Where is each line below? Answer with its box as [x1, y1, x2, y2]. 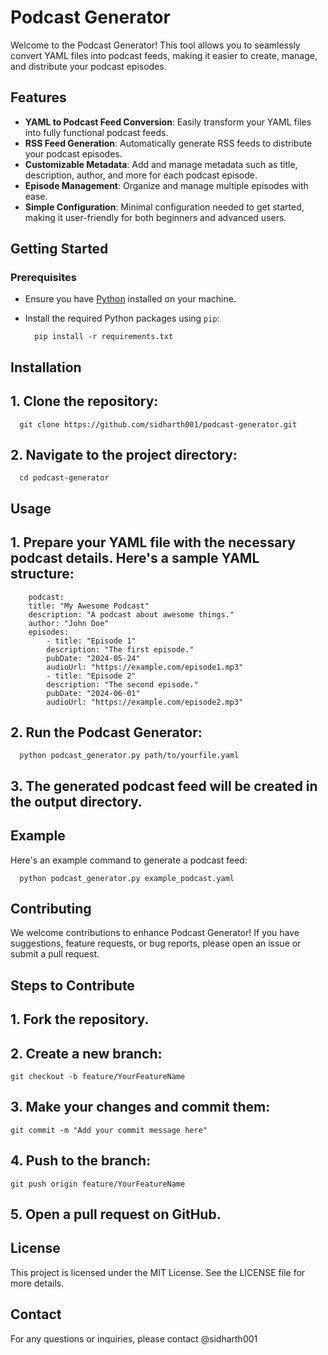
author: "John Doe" [28, 618, 110, 628]
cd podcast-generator [19, 473, 110, 483]
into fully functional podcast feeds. [24, 126, 169, 138]
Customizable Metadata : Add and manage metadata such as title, [24, 158, 298, 170]
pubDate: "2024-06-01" [46, 688, 141, 698]
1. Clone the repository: [10, 393, 159, 410]
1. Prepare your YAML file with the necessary [10, 534, 296, 551]
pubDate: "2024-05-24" [46, 653, 141, 663]
